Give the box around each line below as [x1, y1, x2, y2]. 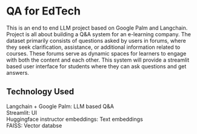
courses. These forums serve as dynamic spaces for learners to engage [6, 49, 187, 57]
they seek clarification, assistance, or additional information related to [6, 43, 181, 51]
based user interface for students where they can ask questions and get [6, 62, 187, 70]
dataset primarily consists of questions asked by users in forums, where [6, 37, 186, 44]
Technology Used [6, 86, 75, 97]
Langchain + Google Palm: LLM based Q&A [6, 103, 114, 110]
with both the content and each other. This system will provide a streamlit [6, 56, 190, 63]
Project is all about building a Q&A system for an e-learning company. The [6, 30, 191, 37]
